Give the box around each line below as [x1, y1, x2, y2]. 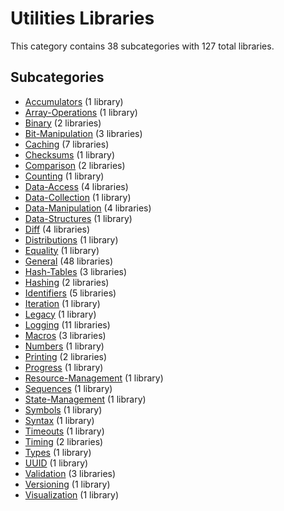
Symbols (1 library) [24, 403, 103, 416]
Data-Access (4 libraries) [24, 180, 129, 192]
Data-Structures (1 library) [24, 212, 133, 224]
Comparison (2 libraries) [24, 159, 126, 171]
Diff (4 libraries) [24, 223, 91, 235]
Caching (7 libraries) [24, 138, 110, 150]
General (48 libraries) [24, 255, 114, 267]
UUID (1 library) [24, 457, 89, 469]
